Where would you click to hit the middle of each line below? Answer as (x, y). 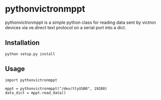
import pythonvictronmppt (31, 80)
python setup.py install (30, 54)
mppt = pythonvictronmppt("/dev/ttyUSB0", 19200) (56, 88)
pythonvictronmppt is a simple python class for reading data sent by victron (80, 22)
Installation (22, 43)
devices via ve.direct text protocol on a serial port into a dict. (65, 27)
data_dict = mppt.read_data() (36, 93)
